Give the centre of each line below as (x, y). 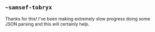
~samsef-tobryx (29, 8)
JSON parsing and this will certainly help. (47, 24)
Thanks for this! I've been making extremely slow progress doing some (78, 19)
